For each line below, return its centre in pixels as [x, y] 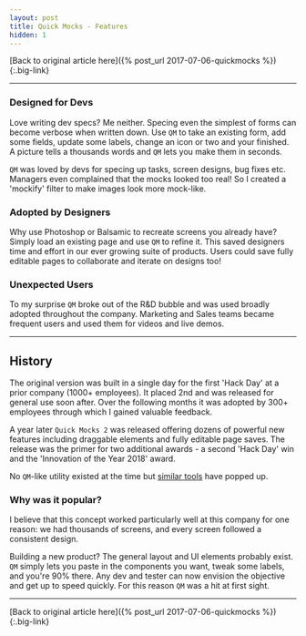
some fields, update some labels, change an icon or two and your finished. [149, 141]
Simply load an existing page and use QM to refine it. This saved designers [147, 241]
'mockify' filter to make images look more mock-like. [108, 189]
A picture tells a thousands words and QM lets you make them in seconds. [146, 151]
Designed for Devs [51, 103]
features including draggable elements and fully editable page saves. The [147, 439]
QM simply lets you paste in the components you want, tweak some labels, [147, 567]
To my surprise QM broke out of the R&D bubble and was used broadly [140, 304]
